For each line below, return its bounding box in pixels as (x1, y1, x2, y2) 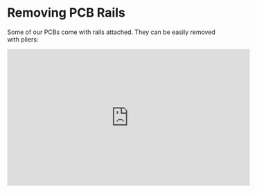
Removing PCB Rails (7, 5, 126, 21)
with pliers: (7, 35, 39, 43)
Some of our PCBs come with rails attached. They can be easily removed (7, 28, 216, 36)
